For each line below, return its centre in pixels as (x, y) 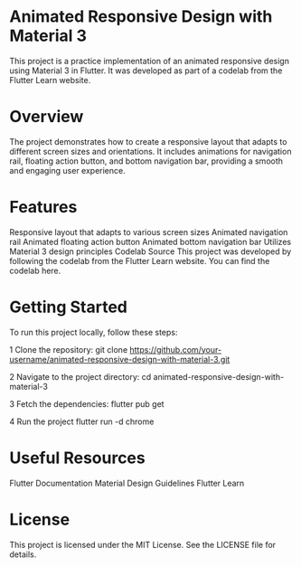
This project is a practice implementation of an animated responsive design (149, 61)
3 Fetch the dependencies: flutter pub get (87, 403)
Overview (47, 117)
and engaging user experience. (67, 170)
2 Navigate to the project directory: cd (80, 376)
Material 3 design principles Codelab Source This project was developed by (150, 251)
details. (23, 554)
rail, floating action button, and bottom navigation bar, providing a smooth (146, 161)
